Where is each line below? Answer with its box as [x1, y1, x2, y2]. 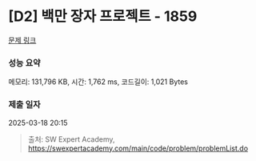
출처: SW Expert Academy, [27, 134, 115, 144]
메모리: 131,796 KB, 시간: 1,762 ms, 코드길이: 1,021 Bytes [8, 77, 188, 87]
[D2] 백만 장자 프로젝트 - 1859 [8, 7, 198, 26]
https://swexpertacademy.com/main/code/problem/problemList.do [27, 143, 249, 153]
